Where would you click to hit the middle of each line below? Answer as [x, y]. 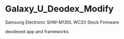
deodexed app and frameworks [37, 31]
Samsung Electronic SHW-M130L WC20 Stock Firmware [62, 22]
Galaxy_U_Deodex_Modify [60, 9]
